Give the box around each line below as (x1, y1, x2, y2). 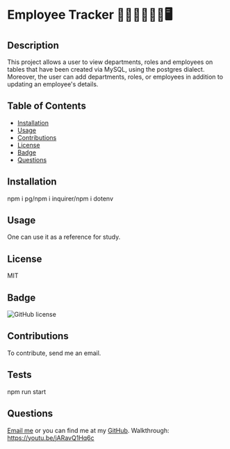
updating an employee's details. (7, 80, 99, 88)
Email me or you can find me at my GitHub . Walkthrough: (7, 426, 170, 434)
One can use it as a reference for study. (7, 233, 121, 242)
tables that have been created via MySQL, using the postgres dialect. (7, 65, 205, 73)
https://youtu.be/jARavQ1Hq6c (7, 434, 95, 442)
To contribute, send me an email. (7, 349, 101, 357)
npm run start (7, 387, 47, 395)
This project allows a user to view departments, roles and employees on (7, 58, 213, 66)
